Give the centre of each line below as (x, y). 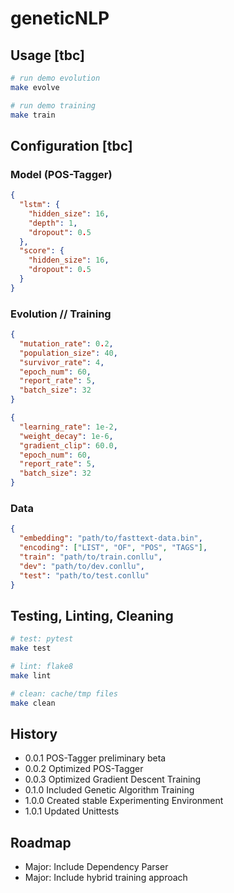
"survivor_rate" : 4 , (62, 362)
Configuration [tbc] (71, 145)
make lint (31, 675)
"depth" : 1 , (53, 223)
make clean (33, 703)
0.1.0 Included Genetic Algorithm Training (109, 790)
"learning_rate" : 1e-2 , (68, 427)
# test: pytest (42, 639)
